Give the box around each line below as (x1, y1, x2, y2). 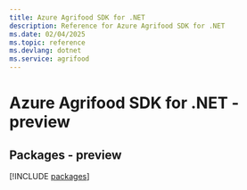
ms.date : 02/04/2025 (9, 29, 86, 38)
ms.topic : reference (9, 37, 86, 47)
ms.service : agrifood (9, 54, 90, 63)
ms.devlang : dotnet (9, 46, 82, 55)
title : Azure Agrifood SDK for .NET (9, 12, 145, 22)
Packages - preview (9, 147, 122, 162)
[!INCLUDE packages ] (9, 171, 90, 181)
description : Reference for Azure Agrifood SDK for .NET (9, 21, 226, 30)
